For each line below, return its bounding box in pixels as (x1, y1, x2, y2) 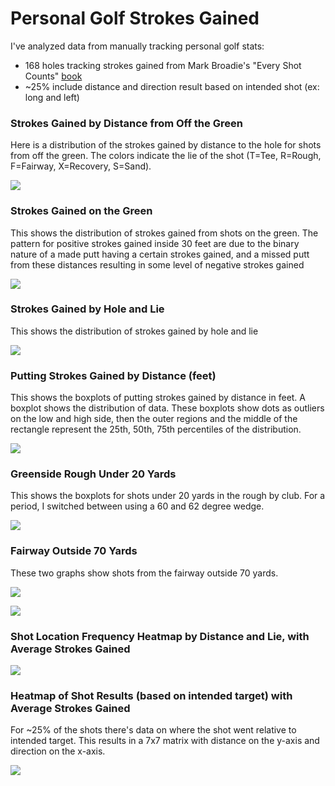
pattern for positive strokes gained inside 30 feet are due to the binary (10, 237, 300, 249)
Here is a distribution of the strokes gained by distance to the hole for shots (10, 139, 322, 151)
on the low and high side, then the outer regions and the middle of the (10, 413, 298, 425)
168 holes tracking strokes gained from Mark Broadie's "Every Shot (24, 59, 302, 71)
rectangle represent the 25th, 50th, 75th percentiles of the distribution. (10, 423, 302, 436)
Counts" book (24, 70, 83, 82)
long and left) (24, 91, 80, 103)
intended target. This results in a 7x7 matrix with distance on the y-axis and (10, 735, 320, 747)
